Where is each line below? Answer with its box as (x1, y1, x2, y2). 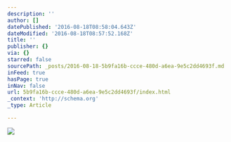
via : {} (7, 50, 30, 57)
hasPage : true (7, 75, 49, 83)
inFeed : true (7, 69, 46, 76)
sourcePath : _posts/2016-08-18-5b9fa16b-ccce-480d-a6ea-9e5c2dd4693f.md (7, 63, 225, 70)
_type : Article (7, 102, 52, 109)
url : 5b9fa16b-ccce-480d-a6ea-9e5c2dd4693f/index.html (7, 89, 171, 96)
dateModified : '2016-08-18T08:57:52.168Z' (7, 30, 133, 37)
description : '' (7, 10, 55, 18)
